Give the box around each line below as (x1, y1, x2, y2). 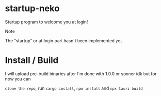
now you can (5, 76, 31, 81)
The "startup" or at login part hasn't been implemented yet (5, 37, 122, 44)
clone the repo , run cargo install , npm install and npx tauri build (5, 85, 143, 91)
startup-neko (5, 3, 60, 14)
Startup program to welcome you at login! (5, 19, 88, 25)
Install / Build (5, 55, 59, 66)
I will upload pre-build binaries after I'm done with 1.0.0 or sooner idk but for (5, 71, 157, 77)
